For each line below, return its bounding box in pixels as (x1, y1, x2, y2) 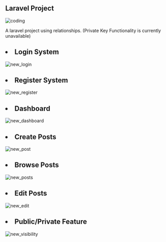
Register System (14, 76, 68, 85)
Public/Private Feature (14, 218, 88, 226)
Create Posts (14, 132, 57, 141)
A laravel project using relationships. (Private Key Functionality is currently (5, 28, 161, 34)
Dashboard (14, 104, 50, 113)
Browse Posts (14, 160, 59, 170)
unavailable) (5, 33, 31, 39)
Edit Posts (14, 189, 47, 198)
